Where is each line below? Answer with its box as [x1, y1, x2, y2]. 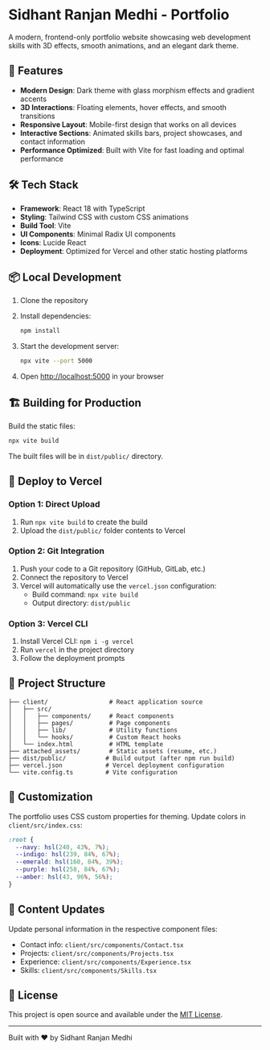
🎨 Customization [8, 790, 93, 804]
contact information [19, 137, 86, 146]
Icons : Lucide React [19, 237, 87, 247]
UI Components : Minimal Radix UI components [19, 229, 176, 239]
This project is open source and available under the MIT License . [8, 1010, 223, 1019]
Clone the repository [19, 296, 88, 306]
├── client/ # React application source [8, 698, 203, 706]
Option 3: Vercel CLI [8, 617, 88, 629]
